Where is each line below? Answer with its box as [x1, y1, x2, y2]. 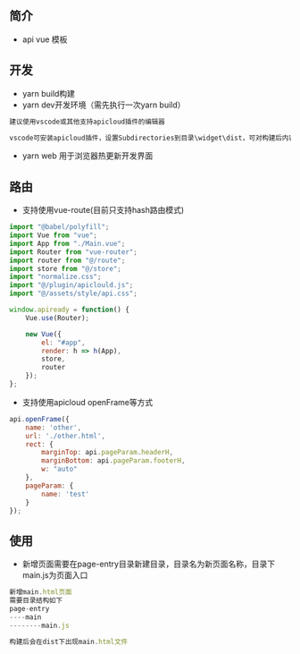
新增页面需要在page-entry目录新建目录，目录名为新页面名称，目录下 [21, 558, 275, 570]
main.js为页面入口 [21, 570, 88, 581]
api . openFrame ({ [9, 414, 70, 423]
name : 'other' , [25, 423, 82, 432]
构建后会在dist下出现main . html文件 [9, 637, 128, 646]
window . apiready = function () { [9, 305, 129, 315]
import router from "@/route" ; [9, 256, 126, 265]
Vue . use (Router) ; [25, 313, 90, 322]
